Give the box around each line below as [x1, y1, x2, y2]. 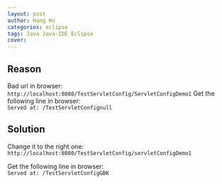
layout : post [7, 10, 46, 18]
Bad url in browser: [7, 81, 63, 90]
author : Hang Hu [7, 17, 55, 24]
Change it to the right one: [7, 142, 84, 151]
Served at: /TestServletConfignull [7, 104, 113, 111]
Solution [7, 123, 45, 135]
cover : [7, 37, 27, 44]
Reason [7, 63, 42, 75]
